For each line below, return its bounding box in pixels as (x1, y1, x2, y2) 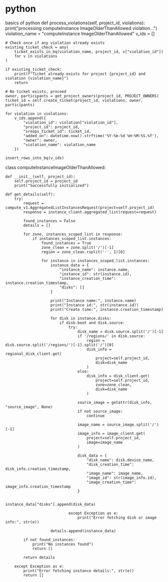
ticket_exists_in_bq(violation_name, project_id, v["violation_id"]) (14, 49, 164, 54)
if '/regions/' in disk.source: (77, 334, 145, 339)
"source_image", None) (5, 404, 53, 409)
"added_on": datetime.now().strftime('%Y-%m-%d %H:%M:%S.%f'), (23, 133, 159, 138)
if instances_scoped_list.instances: (32, 236, 112, 241)
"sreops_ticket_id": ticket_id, (23, 129, 92, 134)
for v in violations (14, 54, 58, 59)
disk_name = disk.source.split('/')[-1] (77, 329, 164, 334)
